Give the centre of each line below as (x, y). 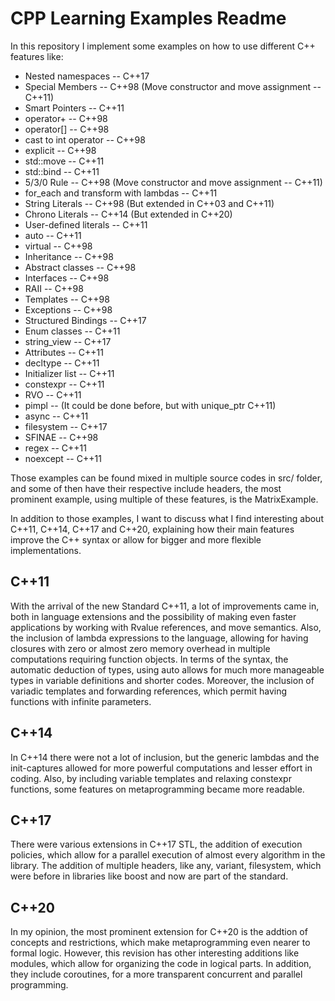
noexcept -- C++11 (63, 458)
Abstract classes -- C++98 (80, 267)
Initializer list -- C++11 (69, 373)
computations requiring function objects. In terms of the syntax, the (149, 659)
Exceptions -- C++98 (68, 309)
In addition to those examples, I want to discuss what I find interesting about (167, 518)
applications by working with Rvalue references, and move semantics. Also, (166, 627)
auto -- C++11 (53, 235)
